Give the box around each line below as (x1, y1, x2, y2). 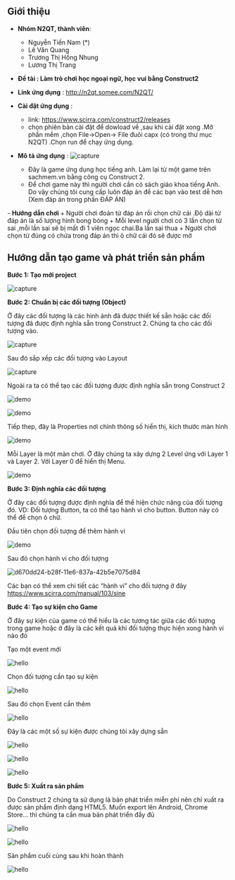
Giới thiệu (7, 6, 51, 18)
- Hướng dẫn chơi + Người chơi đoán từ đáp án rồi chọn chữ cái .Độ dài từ (7, 208, 222, 217)
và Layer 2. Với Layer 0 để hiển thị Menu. (7, 457, 126, 465)
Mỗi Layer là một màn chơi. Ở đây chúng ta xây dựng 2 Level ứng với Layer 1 (7, 450, 229, 458)
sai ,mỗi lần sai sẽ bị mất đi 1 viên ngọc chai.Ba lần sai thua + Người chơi (7, 224, 217, 232)
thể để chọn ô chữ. (7, 513, 62, 522)
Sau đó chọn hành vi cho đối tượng (7, 554, 109, 562)
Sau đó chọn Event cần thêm (7, 699, 91, 708)
